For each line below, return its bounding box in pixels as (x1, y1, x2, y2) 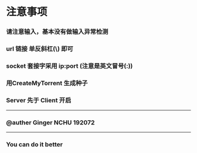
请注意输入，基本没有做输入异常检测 (6, 27, 108, 36)
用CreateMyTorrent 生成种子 (6, 79, 88, 87)
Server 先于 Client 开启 (6, 96, 72, 104)
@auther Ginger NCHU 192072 (6, 119, 95, 127)
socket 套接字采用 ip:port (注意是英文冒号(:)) (6, 62, 133, 70)
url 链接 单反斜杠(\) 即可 (6, 45, 73, 53)
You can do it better (6, 141, 63, 149)
